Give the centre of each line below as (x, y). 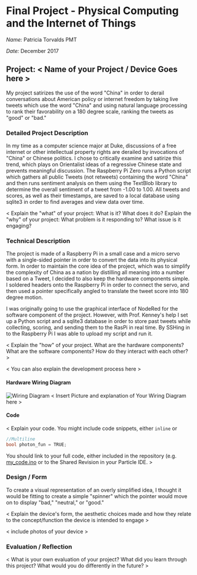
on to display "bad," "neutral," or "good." (55, 502)
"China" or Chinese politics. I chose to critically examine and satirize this (94, 158)
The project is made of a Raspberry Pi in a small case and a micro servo (93, 254)
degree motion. (24, 297)
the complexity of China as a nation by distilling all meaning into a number (96, 273)
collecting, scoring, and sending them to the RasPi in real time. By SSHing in (98, 328)
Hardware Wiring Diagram (39, 382)
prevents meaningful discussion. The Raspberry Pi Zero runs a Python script (98, 171)
